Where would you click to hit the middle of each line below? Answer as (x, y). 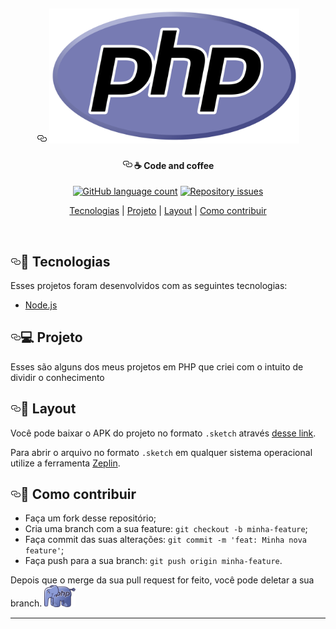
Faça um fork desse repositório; (90, 518)
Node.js (41, 305)
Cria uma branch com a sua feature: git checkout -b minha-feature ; (166, 529)
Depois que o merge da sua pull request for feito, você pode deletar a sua (162, 580)
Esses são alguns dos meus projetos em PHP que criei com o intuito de (157, 366)
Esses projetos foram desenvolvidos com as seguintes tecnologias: (149, 286)
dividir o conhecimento (57, 377)
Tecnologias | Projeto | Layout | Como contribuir (168, 211)
